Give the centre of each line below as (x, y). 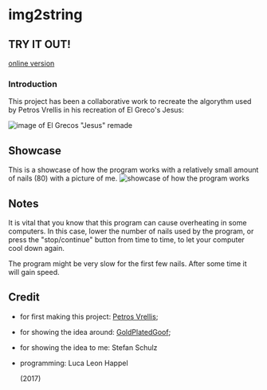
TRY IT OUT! (40, 44)
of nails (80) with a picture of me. (63, 178)
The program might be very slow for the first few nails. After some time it (128, 263)
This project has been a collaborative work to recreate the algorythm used (130, 101)
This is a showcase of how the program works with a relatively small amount (133, 170)
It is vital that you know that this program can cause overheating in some (128, 222)
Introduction (33, 84)
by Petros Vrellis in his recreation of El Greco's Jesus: (96, 110)
